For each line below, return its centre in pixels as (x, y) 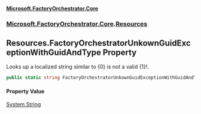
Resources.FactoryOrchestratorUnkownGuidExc (99, 43)
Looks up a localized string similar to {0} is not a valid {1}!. (78, 67)
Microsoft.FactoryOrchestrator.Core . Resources (77, 24)
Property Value (25, 91)
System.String (24, 104)
